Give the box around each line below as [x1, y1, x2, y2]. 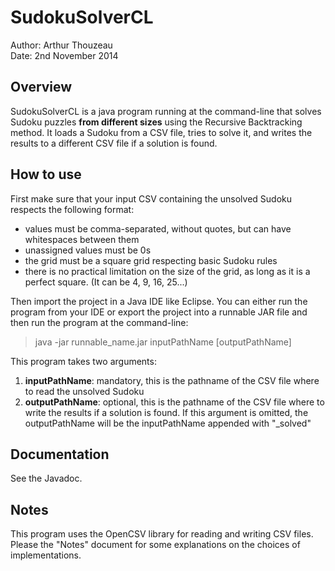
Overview [10, 79, 73, 96]
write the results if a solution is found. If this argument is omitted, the [24, 406, 309, 418]
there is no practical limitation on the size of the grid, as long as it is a [24, 265, 311, 277]
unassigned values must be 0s [24, 244, 152, 256]
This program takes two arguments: [10, 355, 157, 367]
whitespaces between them [24, 233, 140, 245]
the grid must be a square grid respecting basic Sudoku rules [24, 254, 278, 266]
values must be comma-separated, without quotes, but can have [24, 222, 292, 235]
